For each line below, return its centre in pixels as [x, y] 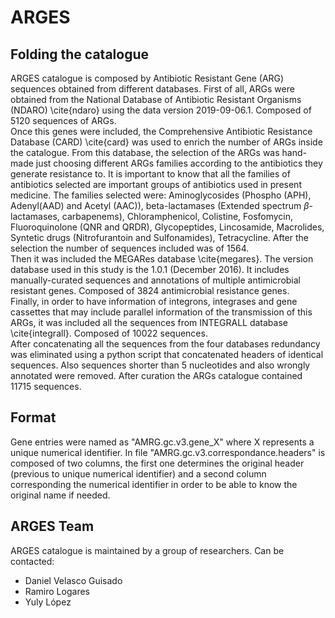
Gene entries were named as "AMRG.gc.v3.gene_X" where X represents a [162, 442]
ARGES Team [52, 526]
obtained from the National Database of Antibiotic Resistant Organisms [156, 99]
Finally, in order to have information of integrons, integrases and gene [154, 301]
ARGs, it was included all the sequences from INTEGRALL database [149, 322]
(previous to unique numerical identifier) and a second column [138, 473]
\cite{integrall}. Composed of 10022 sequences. [109, 333]
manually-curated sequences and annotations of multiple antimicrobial [155, 280]
